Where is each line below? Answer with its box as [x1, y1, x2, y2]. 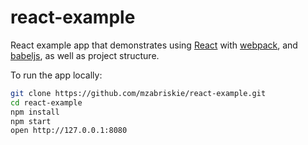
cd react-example [10, 97, 83, 108]
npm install [10, 107, 60, 117]
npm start [10, 116, 52, 126]
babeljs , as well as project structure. [10, 49, 160, 61]
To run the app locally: [10, 69, 103, 81]
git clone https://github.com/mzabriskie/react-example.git [10, 88, 267, 98]
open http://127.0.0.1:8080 [10, 126, 128, 136]
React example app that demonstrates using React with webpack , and [10, 39, 298, 51]
